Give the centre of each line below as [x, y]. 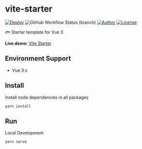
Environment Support [38, 58]
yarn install [18, 106]
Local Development [24, 133]
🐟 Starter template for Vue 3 [34, 32]
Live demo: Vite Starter [28, 43]
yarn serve [16, 142]
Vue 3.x [20, 70]
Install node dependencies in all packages [47, 97]
